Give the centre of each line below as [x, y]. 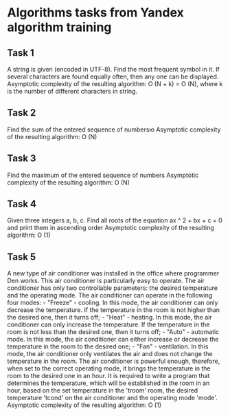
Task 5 [22, 257]
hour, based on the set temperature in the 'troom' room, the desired [103, 391]
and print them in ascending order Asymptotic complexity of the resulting [111, 228]
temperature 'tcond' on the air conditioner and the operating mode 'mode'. [112, 398]
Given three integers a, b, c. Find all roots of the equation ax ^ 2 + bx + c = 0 [115, 220]
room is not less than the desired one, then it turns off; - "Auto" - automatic [113, 332]
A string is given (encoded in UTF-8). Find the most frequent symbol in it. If [113, 69]
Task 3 [22, 159]
